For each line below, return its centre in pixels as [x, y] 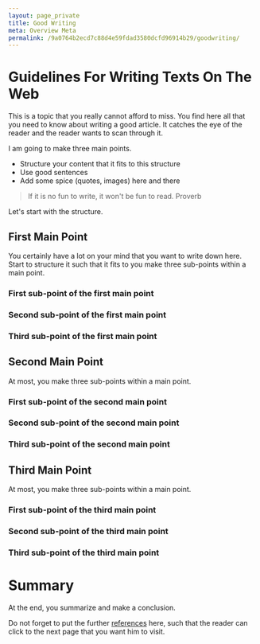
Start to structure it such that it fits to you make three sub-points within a [127, 264]
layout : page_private [44, 16]
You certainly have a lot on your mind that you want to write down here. [125, 256]
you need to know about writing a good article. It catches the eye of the [125, 125]
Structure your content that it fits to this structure [100, 164]
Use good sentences [54, 173]
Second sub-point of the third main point [88, 531]
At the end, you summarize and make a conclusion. [92, 607]
